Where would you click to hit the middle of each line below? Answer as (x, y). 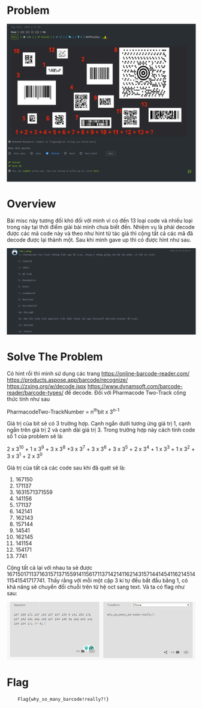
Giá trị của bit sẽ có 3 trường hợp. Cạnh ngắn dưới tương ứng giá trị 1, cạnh (99, 423)
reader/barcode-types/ (35, 392)
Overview (31, 204)
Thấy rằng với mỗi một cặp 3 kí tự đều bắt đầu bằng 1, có (118, 580)
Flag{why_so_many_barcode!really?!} (64, 699)
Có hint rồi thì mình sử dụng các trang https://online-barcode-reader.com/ (98, 373)
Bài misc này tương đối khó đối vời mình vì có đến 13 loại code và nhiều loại (100, 221)
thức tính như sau (28, 399)
